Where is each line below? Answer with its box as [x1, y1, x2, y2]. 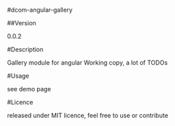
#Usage [7, 72, 29, 80]
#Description [7, 46, 44, 53]
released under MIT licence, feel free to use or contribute [7, 112, 169, 119]
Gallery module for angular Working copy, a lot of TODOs [7, 59, 168, 67]
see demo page [7, 85, 51, 93]
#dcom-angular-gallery [7, 6, 73, 14]
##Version [7, 19, 36, 27]
